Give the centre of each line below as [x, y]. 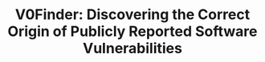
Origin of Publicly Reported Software [132, 31]
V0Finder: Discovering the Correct [132, 15]
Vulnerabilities [132, 48]
